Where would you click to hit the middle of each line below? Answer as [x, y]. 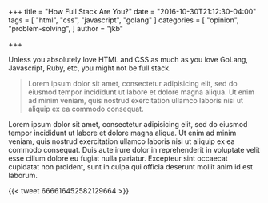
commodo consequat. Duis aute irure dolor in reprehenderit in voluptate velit [134, 150]
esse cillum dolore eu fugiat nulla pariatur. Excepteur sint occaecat [118, 158]
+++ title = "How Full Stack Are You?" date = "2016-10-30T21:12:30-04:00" [132, 12]
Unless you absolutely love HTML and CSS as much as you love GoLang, [128, 60]
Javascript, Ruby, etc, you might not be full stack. [90, 68]
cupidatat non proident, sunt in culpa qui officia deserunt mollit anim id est [131, 167]
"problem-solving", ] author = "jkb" [66, 28]
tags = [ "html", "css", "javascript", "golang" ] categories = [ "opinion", [124, 20]
